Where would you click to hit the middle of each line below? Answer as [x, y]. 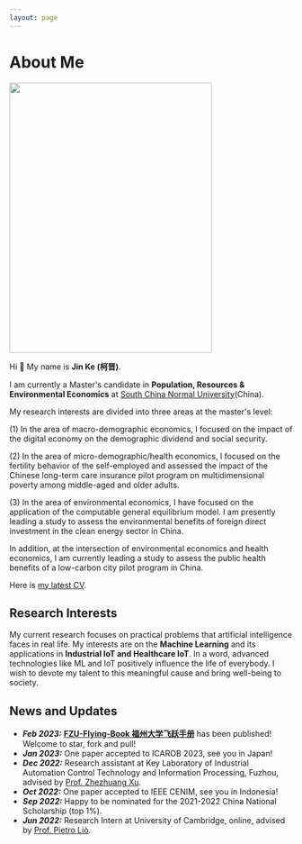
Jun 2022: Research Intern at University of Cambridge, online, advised [154, 821]
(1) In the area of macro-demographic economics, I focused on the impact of [151, 429]
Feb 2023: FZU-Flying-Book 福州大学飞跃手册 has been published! [147, 734]
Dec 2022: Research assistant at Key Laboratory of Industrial [136, 763]
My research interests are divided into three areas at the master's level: [141, 412]
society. [24, 683]
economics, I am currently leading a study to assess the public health [138, 558]
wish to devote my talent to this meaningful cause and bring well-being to [145, 673]
